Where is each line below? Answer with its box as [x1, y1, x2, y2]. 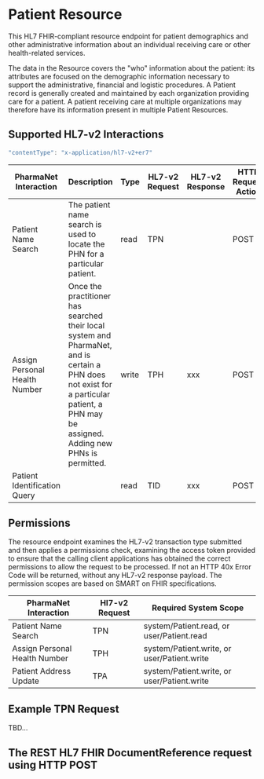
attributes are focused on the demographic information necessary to [8, 71, 230, 81]
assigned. [68, 428, 104, 439]
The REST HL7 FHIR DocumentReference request [8, 746, 252, 759]
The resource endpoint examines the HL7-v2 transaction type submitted [8, 537, 242, 547]
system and [68, 330, 112, 341]
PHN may [68, 408, 104, 419]
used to [68, 229, 97, 240]
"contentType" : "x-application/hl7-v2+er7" [8, 148, 153, 156]
